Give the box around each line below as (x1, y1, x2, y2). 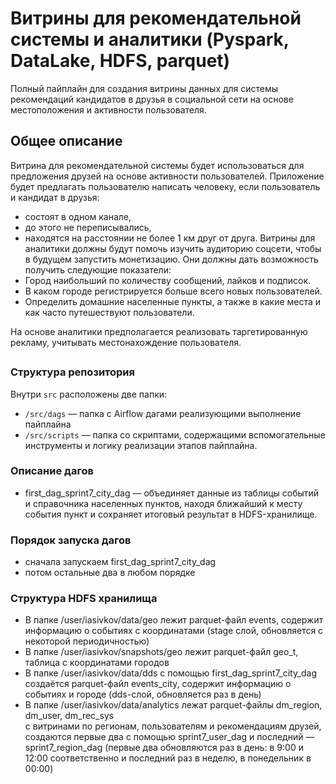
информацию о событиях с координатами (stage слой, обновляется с (24, 625, 324, 637)
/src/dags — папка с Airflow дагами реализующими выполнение (24, 407, 302, 419)
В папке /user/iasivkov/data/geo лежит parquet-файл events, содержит (24, 614, 324, 626)
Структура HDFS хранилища (10, 592, 158, 606)
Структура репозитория (10, 365, 135, 379)
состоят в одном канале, (24, 210, 132, 222)
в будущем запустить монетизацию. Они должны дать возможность (24, 253, 319, 265)
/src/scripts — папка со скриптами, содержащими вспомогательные (24, 428, 326, 441)
